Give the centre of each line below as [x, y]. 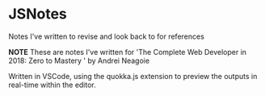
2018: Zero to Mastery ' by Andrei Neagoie [79, 61]
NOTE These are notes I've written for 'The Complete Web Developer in [128, 52]
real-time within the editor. [53, 85]
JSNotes [38, 14]
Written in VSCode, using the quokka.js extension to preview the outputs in [133, 76]
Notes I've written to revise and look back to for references [106, 36]
